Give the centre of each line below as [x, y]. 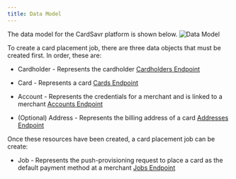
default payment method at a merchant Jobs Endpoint [96, 168]
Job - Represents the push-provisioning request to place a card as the [120, 160]
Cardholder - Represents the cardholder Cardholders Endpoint [109, 69]
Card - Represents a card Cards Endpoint [78, 83]
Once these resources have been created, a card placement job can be [111, 139]
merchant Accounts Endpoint [60, 104]
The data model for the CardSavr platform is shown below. [92, 34]
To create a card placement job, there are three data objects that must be [114, 47]
